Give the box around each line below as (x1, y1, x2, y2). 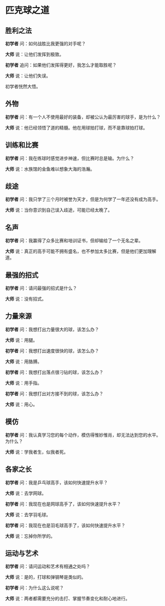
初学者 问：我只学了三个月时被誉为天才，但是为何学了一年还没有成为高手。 (5, 196, 161, 202)
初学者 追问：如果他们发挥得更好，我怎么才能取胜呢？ (5, 62, 117, 68)
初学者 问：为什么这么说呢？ (5, 585, 64, 591)
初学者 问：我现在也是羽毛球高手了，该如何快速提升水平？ (5, 522, 126, 528)
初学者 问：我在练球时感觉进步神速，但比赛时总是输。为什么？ (5, 155, 134, 161)
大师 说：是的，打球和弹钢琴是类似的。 (5, 574, 86, 580)
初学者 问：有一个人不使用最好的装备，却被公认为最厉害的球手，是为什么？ (5, 114, 161, 120)
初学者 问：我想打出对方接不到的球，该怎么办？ (5, 390, 104, 396)
